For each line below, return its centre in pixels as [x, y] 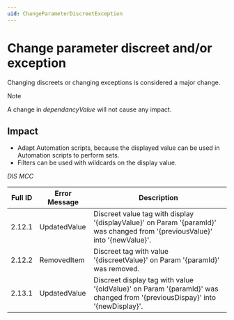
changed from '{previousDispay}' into [155, 298]
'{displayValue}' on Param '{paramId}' [155, 222]
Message [63, 202]
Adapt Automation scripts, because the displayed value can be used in [119, 148]
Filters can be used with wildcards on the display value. [97, 163]
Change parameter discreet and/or [110, 48]
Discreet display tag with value [143, 280]
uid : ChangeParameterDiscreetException [65, 14]
